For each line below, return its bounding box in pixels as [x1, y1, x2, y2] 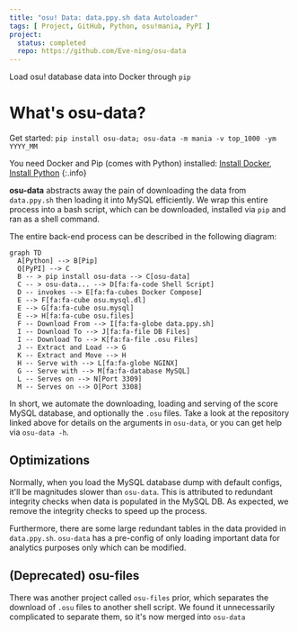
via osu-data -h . [9, 427, 69, 437]
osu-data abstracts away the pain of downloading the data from [9, 185, 247, 196]
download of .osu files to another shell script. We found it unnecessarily [9, 601, 276, 612]
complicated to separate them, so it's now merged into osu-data [9, 611, 246, 622]
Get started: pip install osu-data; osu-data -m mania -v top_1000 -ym [9, 132, 276, 144]
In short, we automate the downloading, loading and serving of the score [9, 398, 278, 410]
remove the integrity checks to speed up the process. [9, 505, 208, 516]
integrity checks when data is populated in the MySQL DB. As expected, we [9, 496, 289, 507]
